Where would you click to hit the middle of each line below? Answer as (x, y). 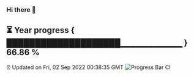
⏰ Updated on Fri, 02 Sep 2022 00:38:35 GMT (65, 67)
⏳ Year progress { (41, 30)
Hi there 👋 (21, 10)
